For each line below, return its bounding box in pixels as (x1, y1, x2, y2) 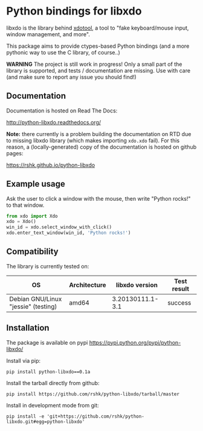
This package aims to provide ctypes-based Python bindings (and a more (6, 42, 190, 50)
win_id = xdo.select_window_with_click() (6, 224, 112, 230)
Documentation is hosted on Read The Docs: (6, 107, 118, 114)
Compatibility (6, 247, 59, 257)
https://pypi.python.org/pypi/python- (89, 339, 181, 346)
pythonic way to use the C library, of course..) (6, 48, 121, 56)
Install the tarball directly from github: (6, 379, 100, 386)
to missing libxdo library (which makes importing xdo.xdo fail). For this (6, 137, 180, 144)
